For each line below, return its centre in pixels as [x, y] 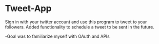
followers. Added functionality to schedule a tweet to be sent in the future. [80, 27]
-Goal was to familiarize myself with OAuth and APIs [57, 36]
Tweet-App [28, 8]
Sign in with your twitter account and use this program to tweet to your [76, 22]
